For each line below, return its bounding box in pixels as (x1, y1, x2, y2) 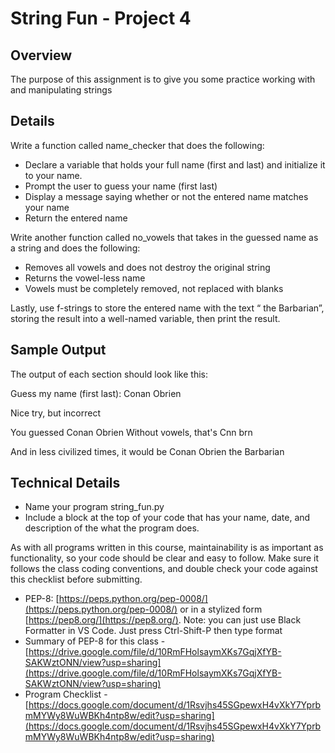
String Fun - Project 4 (10, 7, 192, 30)
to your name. (24, 169, 83, 181)
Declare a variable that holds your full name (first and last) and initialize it (24, 158, 326, 171)
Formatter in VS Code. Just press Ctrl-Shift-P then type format (24, 625, 283, 637)
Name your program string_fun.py (24, 501, 165, 513)
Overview (10, 47, 73, 64)
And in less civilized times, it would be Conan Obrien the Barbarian (10, 445, 285, 457)
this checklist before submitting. (10, 573, 143, 586)
